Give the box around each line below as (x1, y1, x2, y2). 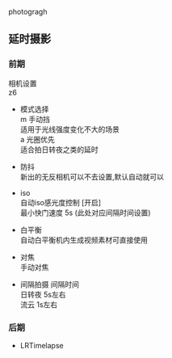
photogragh (8, 7, 48, 16)
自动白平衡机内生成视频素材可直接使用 (19, 234, 148, 245)
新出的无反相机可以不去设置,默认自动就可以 (19, 171, 164, 181)
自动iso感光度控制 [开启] (19, 197, 102, 207)
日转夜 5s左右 (19, 289, 66, 299)
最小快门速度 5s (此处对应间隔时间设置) (19, 208, 151, 217)
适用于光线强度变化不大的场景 (19, 124, 120, 134)
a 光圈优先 (19, 134, 55, 144)
